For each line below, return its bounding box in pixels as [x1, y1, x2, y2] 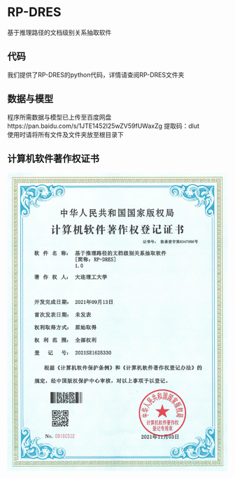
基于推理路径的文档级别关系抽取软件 [7, 28, 112, 36]
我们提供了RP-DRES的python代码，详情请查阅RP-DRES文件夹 [7, 71, 185, 79]
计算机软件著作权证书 [7, 152, 99, 164]
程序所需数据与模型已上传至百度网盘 [7, 113, 112, 121]
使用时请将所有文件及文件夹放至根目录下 [7, 130, 124, 138]
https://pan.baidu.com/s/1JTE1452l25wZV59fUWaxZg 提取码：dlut [7, 122, 200, 130]
